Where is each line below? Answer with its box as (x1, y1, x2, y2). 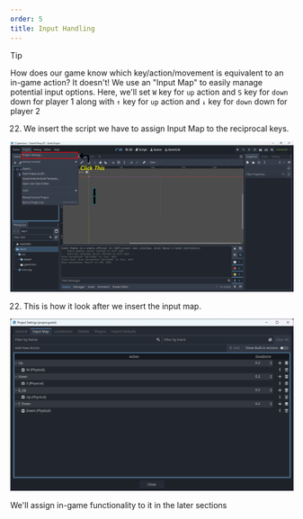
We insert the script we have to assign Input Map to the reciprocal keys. (22, 122, 290, 134)
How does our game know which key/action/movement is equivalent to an (10, 67, 284, 78)
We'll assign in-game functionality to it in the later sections (10, 500, 227, 511)
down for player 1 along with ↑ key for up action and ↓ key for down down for (10, 95, 288, 107)
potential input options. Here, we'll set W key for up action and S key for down (10, 86, 289, 97)
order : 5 (10, 14, 43, 23)
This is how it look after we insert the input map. (22, 300, 201, 311)
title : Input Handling (10, 23, 95, 33)
